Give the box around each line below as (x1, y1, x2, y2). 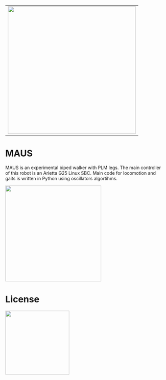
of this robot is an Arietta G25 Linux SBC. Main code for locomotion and (5, 170, 156, 176)
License (5, 294, 40, 305)
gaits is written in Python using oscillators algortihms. (5, 175, 117, 181)
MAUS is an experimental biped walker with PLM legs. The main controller (5, 164, 161, 171)
